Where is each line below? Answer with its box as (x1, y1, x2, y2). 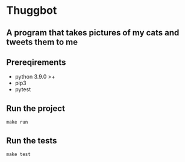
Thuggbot (6, 4, 57, 17)
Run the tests (6, 136, 57, 146)
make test (6, 151, 31, 158)
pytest (14, 86, 31, 93)
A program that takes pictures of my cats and (6, 28, 180, 38)
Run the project (6, 103, 65, 113)
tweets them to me (6, 37, 78, 47)
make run (6, 119, 28, 125)
